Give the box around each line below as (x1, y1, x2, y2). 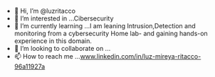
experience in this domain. (14, 37, 93, 45)
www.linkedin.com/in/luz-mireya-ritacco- (80, 52, 201, 60)
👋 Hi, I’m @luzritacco (14, 7, 76, 15)
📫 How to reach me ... (14, 52, 80, 60)
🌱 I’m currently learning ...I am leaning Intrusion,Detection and (14, 22, 196, 30)
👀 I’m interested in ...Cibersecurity (14, 14, 114, 23)
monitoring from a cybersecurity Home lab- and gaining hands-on (14, 29, 208, 37)
